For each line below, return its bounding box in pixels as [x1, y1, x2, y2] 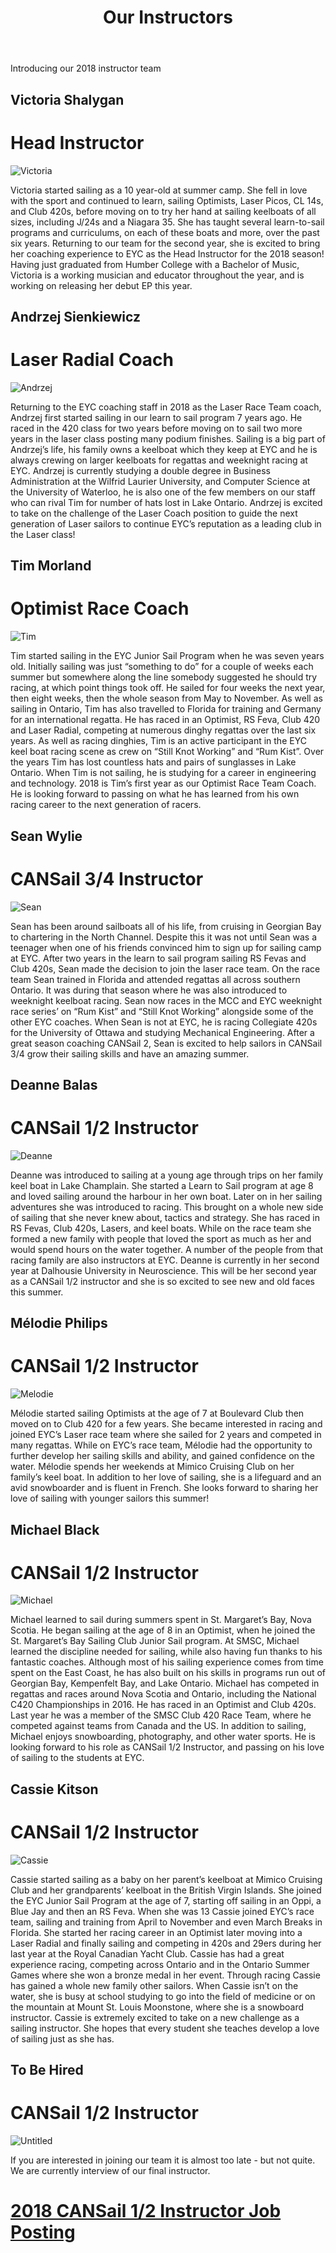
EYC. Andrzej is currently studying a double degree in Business [10, 464, 271, 476]
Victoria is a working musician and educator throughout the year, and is [10, 269, 305, 281]
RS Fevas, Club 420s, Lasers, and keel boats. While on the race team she [10, 1222, 312, 1234]
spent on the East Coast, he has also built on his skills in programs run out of [10, 1667, 326, 1679]
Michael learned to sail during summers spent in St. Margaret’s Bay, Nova [10, 1614, 312, 1626]
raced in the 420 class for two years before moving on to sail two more [10, 422, 303, 434]
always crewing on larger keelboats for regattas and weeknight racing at [10, 454, 308, 466]
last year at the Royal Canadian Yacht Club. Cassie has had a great [10, 1947, 285, 1960]
